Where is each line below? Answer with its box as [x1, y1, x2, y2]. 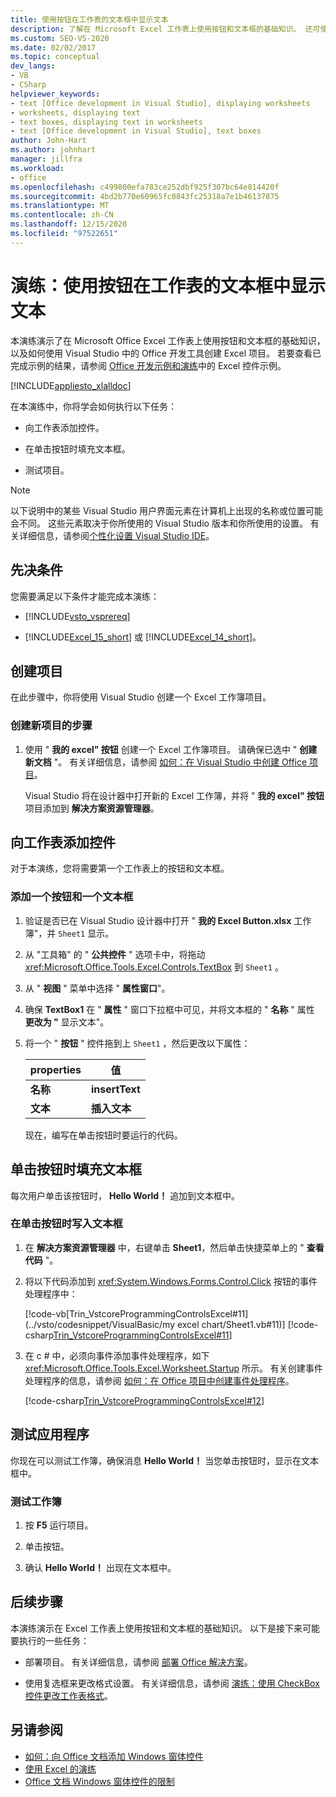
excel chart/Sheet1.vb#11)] [176, 1318, 286, 1330]
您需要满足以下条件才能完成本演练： [10, 590, 160, 602]
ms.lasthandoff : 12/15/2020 [10, 219, 128, 230]
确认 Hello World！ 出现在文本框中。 [24, 1561, 177, 1573]
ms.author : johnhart [10, 145, 97, 155]
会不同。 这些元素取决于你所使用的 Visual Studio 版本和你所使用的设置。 [10, 517, 308, 529]
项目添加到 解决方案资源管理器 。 [24, 802, 160, 814]
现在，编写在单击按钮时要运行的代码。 [24, 1129, 183, 1141]
